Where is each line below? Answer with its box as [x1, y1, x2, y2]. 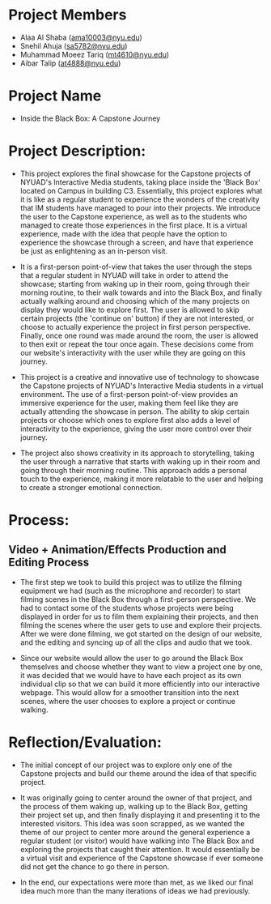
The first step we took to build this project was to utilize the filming [19, 577, 243, 586]
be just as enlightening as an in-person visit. [19, 245, 168, 256]
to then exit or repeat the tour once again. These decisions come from [19, 339, 254, 349]
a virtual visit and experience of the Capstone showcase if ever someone [19, 853, 264, 863]
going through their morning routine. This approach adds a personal [19, 465, 247, 475]
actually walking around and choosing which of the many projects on [19, 296, 251, 305]
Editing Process [8, 556, 90, 569]
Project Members [8, 6, 127, 24]
